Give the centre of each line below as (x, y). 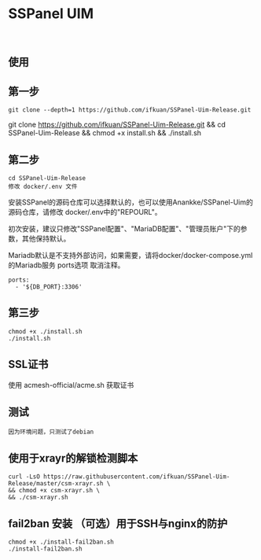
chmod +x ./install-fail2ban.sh (61, 542)
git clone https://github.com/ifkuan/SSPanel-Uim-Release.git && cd (117, 125)
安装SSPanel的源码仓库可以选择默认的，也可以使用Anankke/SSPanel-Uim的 (131, 202)
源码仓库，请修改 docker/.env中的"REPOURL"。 (85, 212)
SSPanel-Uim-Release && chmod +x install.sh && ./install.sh (105, 133)
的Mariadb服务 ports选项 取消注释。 (66, 265)
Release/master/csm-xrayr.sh (56, 484)
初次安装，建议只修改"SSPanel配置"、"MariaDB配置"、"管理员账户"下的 (125, 228)
